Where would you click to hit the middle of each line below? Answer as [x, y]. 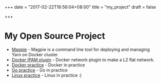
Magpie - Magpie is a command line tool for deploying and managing [81, 49]
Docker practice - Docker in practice [48, 65]
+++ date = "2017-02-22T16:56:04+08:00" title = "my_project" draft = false [80, 7]
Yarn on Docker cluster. [35, 54]
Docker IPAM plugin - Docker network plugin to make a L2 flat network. [83, 60]
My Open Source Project [55, 36]
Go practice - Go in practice [39, 70]
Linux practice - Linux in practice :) [47, 75]
